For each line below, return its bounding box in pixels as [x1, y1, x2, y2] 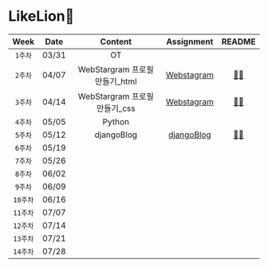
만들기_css [96, 103, 136, 114]
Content [100, 36, 132, 47]
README [221, 36, 256, 47]
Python [102, 116, 130, 127]
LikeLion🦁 [8, 7, 75, 26]
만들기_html [94, 76, 137, 87]
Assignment [166, 36, 214, 47]
